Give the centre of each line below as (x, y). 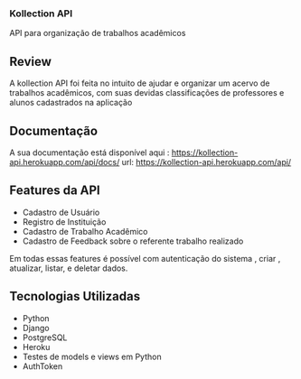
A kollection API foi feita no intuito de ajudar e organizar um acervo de (140, 83)
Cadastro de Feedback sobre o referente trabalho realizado (133, 241)
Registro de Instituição (64, 222)
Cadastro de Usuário (61, 212)
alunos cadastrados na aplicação (71, 103)
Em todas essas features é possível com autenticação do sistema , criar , (145, 258)
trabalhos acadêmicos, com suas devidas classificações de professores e (147, 93)
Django (36, 328)
